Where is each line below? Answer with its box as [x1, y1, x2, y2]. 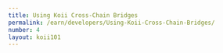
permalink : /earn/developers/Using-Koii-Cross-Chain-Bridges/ [8, 19, 215, 26]
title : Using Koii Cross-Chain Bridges [8, 11, 138, 19]
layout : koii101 [8, 33, 61, 41]
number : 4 [8, 26, 41, 34]
